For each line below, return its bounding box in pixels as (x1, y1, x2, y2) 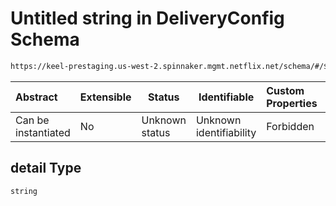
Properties (266, 96, 318, 110)
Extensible (79, 90, 132, 104)
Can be (15, 113, 50, 127)
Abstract (15, 90, 58, 104)
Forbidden (266, 119, 315, 133)
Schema (10, 28, 80, 51)
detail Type (10, 160, 82, 177)
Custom (266, 83, 305, 97)
